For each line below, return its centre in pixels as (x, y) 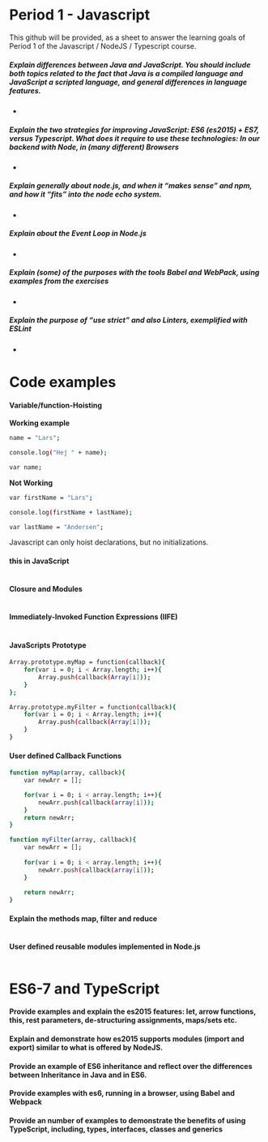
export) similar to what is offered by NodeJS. (86, 1047)
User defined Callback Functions (66, 756)
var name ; (26, 467)
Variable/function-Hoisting (56, 405)
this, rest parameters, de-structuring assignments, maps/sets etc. (123, 1020)
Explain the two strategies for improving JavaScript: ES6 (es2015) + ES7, (134, 129)
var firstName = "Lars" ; (51, 498)
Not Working (31, 483)
